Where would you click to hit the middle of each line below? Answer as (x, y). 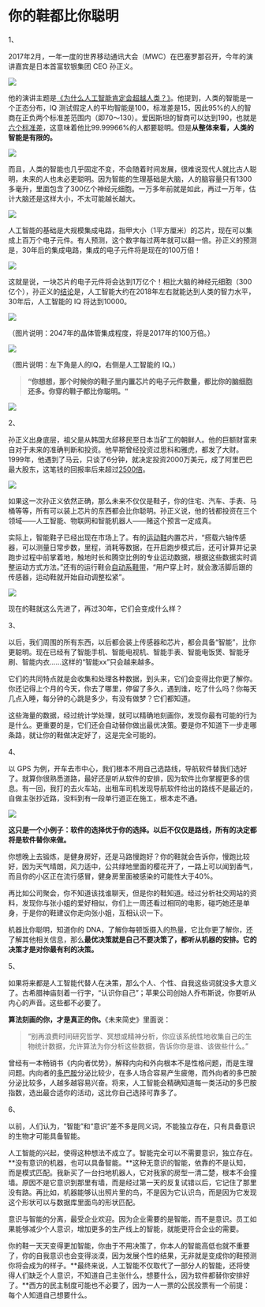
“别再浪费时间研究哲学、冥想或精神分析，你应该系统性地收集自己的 (136, 1036)
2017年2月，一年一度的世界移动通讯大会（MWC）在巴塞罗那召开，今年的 (127, 56)
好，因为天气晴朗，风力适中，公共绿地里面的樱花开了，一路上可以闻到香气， (132, 866)
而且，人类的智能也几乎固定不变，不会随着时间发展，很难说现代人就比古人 (129, 169)
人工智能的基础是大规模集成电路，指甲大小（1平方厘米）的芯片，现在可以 (127, 230)
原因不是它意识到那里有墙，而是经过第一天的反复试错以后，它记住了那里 (139, 1182)
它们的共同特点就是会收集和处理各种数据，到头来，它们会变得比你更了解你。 (132, 678)
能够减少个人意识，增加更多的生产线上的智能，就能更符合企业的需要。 (129, 1229)
